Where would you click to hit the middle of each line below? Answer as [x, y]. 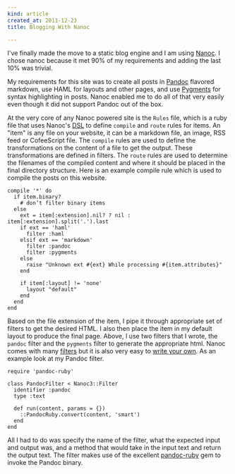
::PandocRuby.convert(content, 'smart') [80, 415]
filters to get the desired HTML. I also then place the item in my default [110, 329]
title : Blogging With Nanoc [49, 27]
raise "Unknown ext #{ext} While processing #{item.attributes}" [124, 265]
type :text [30, 396]
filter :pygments [52, 253]
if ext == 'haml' [46, 228]
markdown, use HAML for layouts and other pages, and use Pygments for [114, 90]
